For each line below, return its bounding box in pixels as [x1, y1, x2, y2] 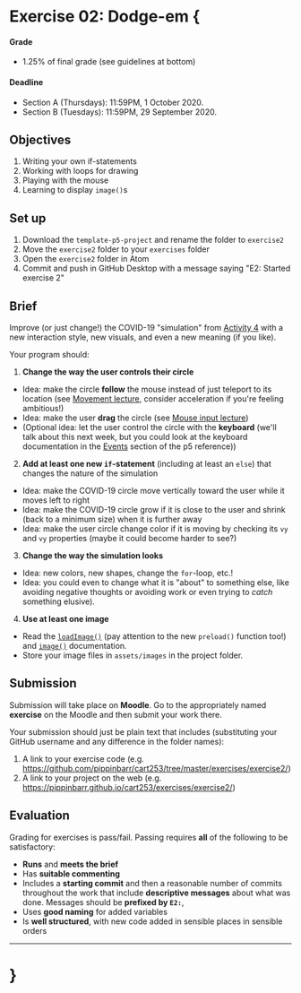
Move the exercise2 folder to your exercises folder [21, 244, 211, 255]
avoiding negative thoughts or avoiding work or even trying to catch [21, 587, 273, 598]
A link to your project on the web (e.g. [21, 773, 162, 783]
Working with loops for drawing [21, 166, 139, 177]
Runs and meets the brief [21, 859, 119, 869]
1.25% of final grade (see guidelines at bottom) [21, 56, 196, 67]
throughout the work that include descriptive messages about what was [21, 887, 291, 898]
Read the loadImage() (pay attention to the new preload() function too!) [21, 631, 287, 642]
